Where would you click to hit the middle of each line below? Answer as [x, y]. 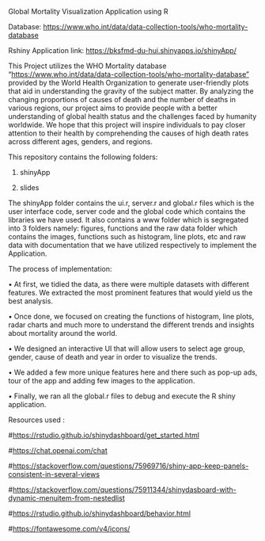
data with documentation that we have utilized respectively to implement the [132, 245]
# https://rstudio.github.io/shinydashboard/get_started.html [104, 435]
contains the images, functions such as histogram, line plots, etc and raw [127, 236]
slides [29, 188]
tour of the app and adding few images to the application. [102, 381]
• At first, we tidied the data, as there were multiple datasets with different [129, 284]
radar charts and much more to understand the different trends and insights [131, 325]
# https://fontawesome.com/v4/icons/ [69, 529]
